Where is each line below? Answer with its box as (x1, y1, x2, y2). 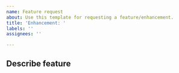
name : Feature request (6, 8, 63, 15)
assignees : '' (6, 31, 42, 37)
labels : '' (6, 25, 34, 32)
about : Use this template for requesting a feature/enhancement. (6, 14, 174, 20)
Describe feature (6, 58, 71, 69)
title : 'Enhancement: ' (6, 20, 66, 26)
